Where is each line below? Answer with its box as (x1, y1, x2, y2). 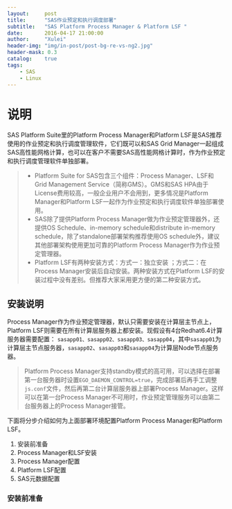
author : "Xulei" (7, 36, 67, 43)
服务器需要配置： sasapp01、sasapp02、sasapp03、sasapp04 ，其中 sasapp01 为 (7, 335, 222, 343)
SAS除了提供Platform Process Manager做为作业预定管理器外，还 (34, 215, 220, 223)
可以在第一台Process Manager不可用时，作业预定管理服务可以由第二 (24, 393, 220, 402)
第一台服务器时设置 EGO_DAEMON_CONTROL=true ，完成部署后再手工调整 (24, 376, 217, 384)
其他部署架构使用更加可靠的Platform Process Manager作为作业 (34, 241, 214, 250)
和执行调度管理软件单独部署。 (7, 157, 92, 165)
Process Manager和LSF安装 (17, 449, 97, 457)
